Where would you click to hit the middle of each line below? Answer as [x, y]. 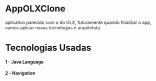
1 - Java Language [24, 62]
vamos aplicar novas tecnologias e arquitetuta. [53, 27]
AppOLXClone [35, 9]
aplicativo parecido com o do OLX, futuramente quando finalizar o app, [78, 22]
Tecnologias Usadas [48, 48]
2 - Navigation [20, 73]
